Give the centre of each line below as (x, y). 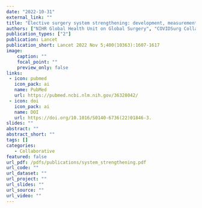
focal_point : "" (38, 62)
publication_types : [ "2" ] (38, 34)
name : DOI (26, 112)
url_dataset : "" (26, 174)
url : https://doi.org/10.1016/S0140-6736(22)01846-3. (83, 117)
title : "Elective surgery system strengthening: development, (86, 23)
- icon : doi (24, 101)
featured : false (26, 156)
